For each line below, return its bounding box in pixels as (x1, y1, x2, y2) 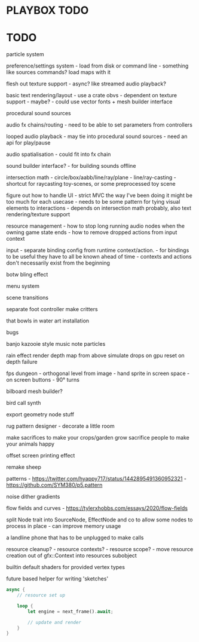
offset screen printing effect (6, 452, 75, 459)
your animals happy (6, 440, 55, 448)
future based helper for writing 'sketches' (6, 575, 109, 582)
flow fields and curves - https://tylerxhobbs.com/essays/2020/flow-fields (6, 505, 188, 512)
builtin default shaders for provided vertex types (6, 564, 125, 571)
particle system (6, 51, 45, 58)
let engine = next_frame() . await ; (27, 609, 114, 615)
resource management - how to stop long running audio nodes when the (6, 222, 185, 230)
